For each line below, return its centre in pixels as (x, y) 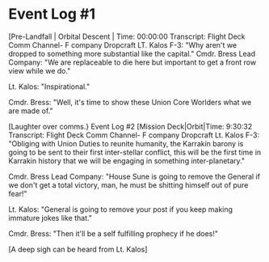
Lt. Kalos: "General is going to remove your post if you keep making (120, 209)
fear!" (18, 193)
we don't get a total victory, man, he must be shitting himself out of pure (128, 185)
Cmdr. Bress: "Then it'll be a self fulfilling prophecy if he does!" (113, 233)
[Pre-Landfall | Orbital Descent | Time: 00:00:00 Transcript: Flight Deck (127, 36)
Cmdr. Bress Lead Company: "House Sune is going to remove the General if (134, 176)
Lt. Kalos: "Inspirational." (49, 87)
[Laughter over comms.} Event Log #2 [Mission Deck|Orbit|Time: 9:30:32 (130, 126)
